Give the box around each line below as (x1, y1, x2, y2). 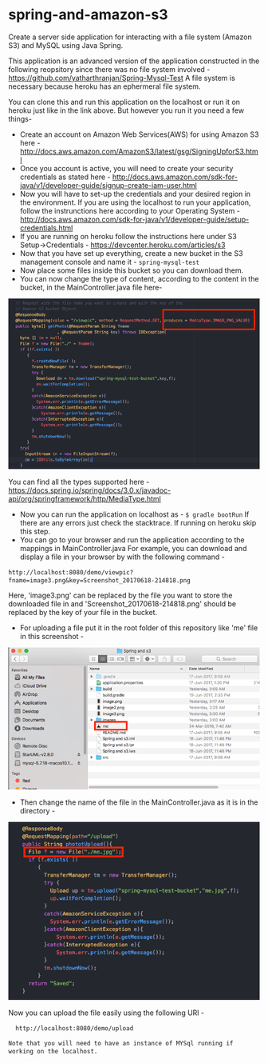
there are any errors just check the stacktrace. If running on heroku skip (19, 518, 257, 527)
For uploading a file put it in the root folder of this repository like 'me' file (19, 622, 258, 633)
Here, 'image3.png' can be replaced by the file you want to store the (8, 590, 233, 600)
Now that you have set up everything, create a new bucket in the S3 (19, 248, 243, 258)
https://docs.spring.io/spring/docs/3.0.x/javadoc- (8, 486, 171, 495)
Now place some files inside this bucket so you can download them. (19, 266, 244, 275)
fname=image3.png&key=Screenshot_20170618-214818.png (8, 576, 191, 585)
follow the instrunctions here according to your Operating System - (19, 206, 241, 215)
